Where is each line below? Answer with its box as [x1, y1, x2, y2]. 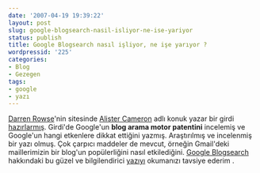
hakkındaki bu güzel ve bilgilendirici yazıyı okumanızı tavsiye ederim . [8, 156, 235, 166]
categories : [8, 56, 48, 64]
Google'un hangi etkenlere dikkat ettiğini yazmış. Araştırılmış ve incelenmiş [8, 131, 252, 141]
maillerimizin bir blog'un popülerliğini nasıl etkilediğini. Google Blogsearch [8, 148, 250, 157]
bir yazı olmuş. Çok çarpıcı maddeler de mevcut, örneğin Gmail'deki [8, 139, 230, 149]
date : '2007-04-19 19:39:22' [8, 11, 105, 20]
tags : [8, 77, 26, 85]
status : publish [8, 33, 62, 42]
